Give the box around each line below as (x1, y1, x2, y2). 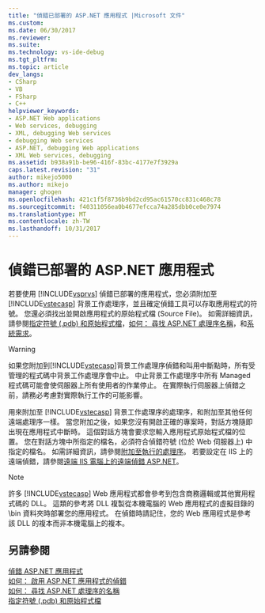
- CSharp (8, 78, 37, 85)
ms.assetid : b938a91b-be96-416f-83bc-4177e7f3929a (8, 159, 179, 167)
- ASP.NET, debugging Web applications (8, 144, 140, 152)
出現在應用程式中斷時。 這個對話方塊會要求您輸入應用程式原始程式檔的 (8, 426, 239, 436)
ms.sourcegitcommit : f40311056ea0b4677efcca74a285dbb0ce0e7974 (8, 202, 221, 210)
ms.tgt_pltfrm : (8, 56, 59, 64)
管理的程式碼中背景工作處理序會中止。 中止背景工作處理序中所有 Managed (8, 370, 251, 380)
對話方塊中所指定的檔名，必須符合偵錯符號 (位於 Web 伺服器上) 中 (37, 437, 253, 446)
